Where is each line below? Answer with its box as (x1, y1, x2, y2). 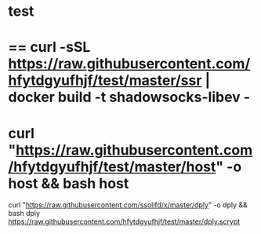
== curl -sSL (8, 38, 91, 57)
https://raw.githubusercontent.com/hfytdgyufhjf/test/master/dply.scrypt (8, 217, 241, 226)
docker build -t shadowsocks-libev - (8, 89, 251, 106)
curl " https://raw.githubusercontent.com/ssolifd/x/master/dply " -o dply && (8, 200, 248, 210)
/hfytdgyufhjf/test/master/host (8, 158, 216, 175)
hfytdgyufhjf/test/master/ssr (8, 71, 202, 90)
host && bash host (8, 174, 129, 192)
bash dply (8, 209, 41, 218)
